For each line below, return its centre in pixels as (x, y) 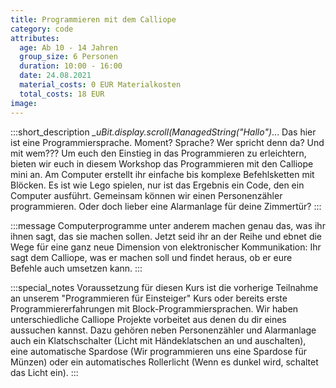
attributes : (35, 38)
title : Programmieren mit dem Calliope (93, 19)
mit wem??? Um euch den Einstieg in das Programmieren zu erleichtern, (158, 153)
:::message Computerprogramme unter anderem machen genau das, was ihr (168, 225)
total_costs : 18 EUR (62, 94)
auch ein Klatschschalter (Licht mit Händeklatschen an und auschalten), (158, 340)
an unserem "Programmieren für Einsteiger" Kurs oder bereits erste (149, 298)
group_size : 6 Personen (68, 57)
